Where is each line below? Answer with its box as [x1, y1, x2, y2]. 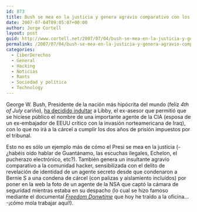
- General [11, 57, 35, 63]
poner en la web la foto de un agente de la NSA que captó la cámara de [6, 180, 179, 187]
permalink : [6, 42, 33, 47]
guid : [6, 36, 19, 42]
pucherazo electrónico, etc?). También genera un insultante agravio [6, 156, 170, 163]
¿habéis [6, 149, 25, 156]
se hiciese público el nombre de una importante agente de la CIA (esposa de [6, 113, 191, 120]
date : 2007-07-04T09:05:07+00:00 [6, 19, 88, 25]
